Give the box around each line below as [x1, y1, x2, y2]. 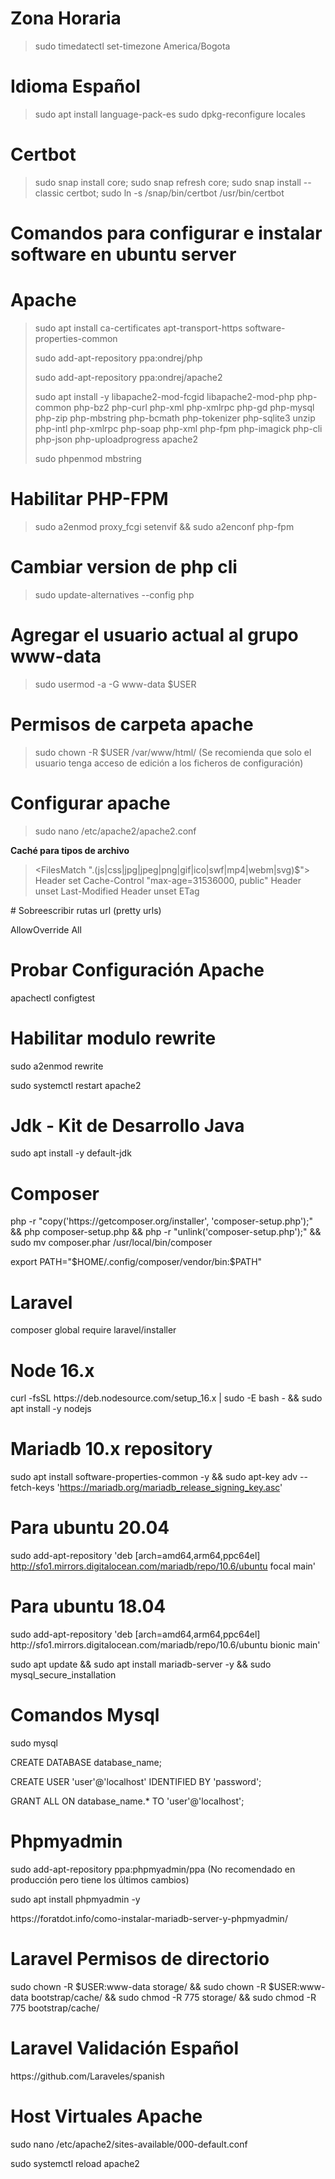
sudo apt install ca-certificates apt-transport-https [34, 322, 243, 334]
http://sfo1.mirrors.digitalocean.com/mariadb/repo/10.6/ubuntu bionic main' [10, 1639, 321, 1651]
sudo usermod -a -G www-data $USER [34, 678, 197, 690]
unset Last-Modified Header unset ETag [34, 885, 200, 897]
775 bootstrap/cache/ [10, 2002, 100, 2014]
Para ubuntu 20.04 [10, 1517, 170, 1539]
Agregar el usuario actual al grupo [10, 624, 299, 646]
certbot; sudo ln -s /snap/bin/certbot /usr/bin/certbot [66, 187, 285, 199]
